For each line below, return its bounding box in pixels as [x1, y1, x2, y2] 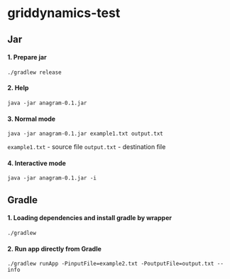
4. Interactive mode [7, 158, 66, 168]
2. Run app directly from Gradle [7, 244, 102, 253]
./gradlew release [7, 69, 62, 76]
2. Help [7, 84, 29, 92]
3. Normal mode [7, 114, 55, 123]
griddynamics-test [7, 5, 121, 21]
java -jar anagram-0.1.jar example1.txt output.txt [7, 130, 163, 138]
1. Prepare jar [7, 53, 48, 62]
